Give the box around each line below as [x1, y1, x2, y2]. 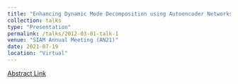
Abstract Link [7, 68, 47, 78]
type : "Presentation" [7, 23, 72, 30]
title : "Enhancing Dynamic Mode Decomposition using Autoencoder [7, 10, 204, 18]
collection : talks [7, 17, 62, 24]
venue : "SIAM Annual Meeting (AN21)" [7, 37, 119, 44]
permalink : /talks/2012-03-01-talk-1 [7, 30, 119, 37]
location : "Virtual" [7, 50, 69, 57]
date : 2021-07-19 [7, 43, 59, 50]
